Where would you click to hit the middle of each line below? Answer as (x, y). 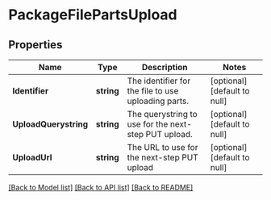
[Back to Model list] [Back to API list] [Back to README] (101, 187)
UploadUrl (32, 157)
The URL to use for (163, 147)
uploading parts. (158, 101)
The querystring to (162, 114)
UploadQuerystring (50, 124)
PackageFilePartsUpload (93, 15)
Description (165, 67)
